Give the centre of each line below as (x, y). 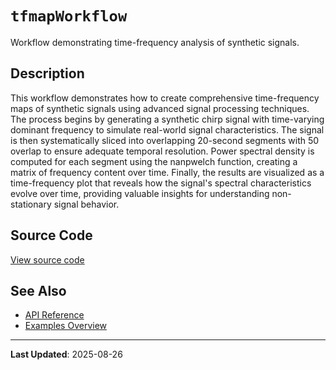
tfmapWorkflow (69, 16)
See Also (38, 290)
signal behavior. (86, 204)
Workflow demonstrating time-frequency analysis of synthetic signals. (155, 42)
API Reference (54, 315)
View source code (47, 259)
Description (47, 73)
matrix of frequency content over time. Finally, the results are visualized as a (167, 172)
